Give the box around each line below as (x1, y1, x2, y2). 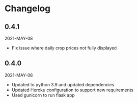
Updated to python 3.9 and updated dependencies (11, 81, 114, 87)
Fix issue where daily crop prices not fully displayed (11, 45, 117, 51)
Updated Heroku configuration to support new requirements (11, 87, 134, 93)
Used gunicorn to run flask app (11, 92, 75, 98)
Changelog (4, 3, 51, 14)
